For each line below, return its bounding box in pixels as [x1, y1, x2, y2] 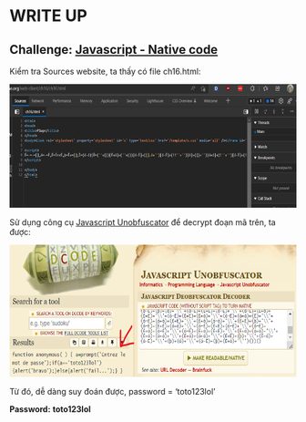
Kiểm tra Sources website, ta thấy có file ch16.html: [9, 66, 201, 77]
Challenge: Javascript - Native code [9, 42, 219, 57]
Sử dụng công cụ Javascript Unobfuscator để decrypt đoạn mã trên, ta [9, 216, 276, 228]
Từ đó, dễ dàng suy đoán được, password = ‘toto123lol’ [9, 386, 216, 397]
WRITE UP [9, 5, 88, 26]
